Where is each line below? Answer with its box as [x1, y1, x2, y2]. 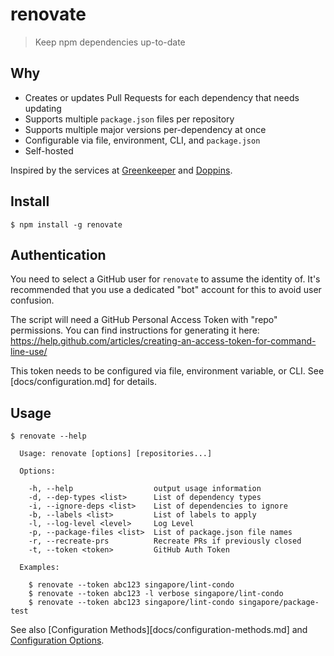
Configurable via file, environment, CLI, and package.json [24, 134, 261, 146]
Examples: [19, 563, 60, 573]
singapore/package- [238, 598, 320, 608]
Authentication [10, 246, 107, 263]
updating [24, 102, 62, 114]
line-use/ [10, 346, 48, 358]
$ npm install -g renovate [10, 219, 123, 230]
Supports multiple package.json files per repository [24, 113, 235, 125]
